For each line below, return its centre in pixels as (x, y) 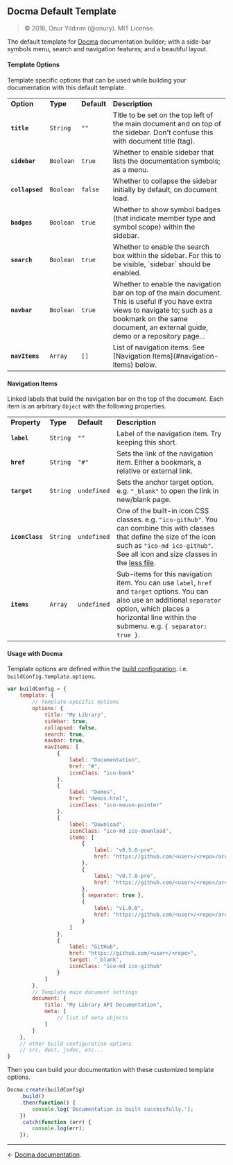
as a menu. (131, 170)
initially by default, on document (165, 190)
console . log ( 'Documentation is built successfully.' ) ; (113, 1109)
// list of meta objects (93, 1018)
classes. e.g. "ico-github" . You (167, 519)
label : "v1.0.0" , (119, 908)
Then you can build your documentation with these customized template (111, 1070)
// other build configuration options (76, 1044)
